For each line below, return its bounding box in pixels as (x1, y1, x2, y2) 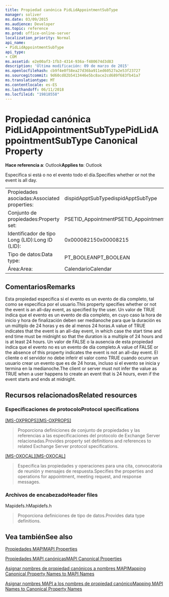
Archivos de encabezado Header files (5, 491, 98, 498)
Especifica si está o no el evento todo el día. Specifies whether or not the (5, 172, 155, 178)
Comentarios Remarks (5, 283, 75, 291)
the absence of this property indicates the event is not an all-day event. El (5, 350, 158, 356)
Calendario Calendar (64, 266, 112, 273)
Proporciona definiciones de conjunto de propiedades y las (17, 427, 140, 433)
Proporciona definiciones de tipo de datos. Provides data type (17, 512, 145, 519)
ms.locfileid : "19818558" (5, 92, 59, 97)
